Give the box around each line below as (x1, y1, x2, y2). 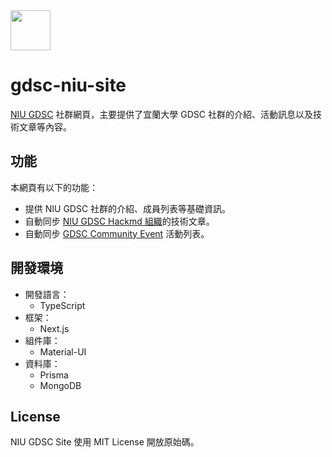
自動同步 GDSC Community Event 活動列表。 (24, 227, 210, 239)
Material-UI (39, 345, 87, 358)
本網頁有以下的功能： (10, 181, 98, 193)
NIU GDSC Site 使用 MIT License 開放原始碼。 (10, 436, 200, 448)
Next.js (39, 322, 70, 334)
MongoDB (39, 379, 82, 391)
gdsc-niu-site (10, 74, 127, 97)
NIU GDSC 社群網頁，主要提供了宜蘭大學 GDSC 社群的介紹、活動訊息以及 (10, 108, 313, 120)
